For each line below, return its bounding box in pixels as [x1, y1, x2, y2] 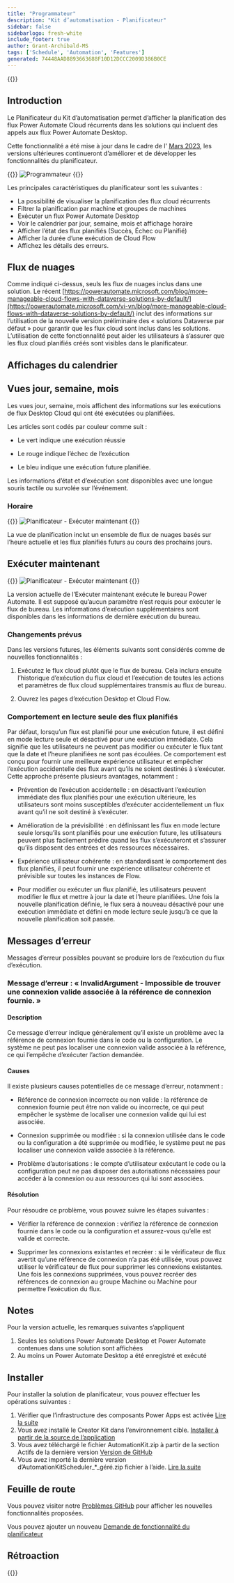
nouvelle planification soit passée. [17, 915, 116, 923]
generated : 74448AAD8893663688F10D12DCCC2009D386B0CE [7, 56, 167, 63]
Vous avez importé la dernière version [17, 1456, 127, 1464]
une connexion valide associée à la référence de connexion [7, 987, 212, 997]
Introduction [7, 95, 63, 107]
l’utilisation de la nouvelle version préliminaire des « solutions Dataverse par [7, 317, 225, 325]
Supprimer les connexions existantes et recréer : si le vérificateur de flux [17, 1247, 226, 1256]
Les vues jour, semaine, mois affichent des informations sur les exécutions [7, 401, 221, 410]
